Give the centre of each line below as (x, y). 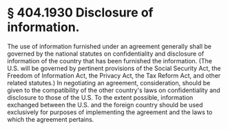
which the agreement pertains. (51, 119)
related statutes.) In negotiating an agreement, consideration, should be (109, 83)
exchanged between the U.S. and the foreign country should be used (105, 105)
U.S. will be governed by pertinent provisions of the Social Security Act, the (114, 68)
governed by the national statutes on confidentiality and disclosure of (106, 54)
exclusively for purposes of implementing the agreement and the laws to (110, 112)
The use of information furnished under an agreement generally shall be (110, 46)
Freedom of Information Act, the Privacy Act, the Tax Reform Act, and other (114, 75)
